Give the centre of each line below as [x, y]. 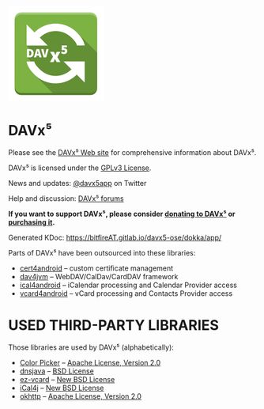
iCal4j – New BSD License [62, 388]
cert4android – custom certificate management [96, 268]
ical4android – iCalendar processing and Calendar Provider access [128, 285]
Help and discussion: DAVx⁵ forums [66, 198]
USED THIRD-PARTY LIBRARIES [114, 326]
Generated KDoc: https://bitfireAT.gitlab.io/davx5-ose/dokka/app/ [115, 237]
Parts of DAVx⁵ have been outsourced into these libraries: [102, 252]
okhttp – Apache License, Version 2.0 [81, 396]
